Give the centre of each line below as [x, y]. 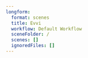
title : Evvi [26, 23]
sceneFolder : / [30, 34]
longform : [18, 12]
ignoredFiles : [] [33, 46]
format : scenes [30, 18]
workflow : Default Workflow [47, 29]
